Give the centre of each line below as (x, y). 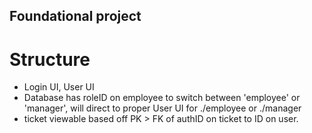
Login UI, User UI (59, 87)
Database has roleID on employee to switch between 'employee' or (162, 98)
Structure (50, 59)
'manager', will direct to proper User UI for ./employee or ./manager (162, 108)
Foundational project (75, 16)
